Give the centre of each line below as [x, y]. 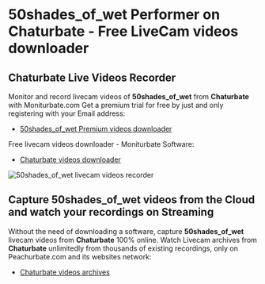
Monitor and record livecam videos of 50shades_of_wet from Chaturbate [129, 96]
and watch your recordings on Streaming [111, 212]
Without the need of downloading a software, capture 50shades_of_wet [126, 231]
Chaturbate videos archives [65, 272]
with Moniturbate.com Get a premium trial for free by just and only [116, 105]
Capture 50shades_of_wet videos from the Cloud [132, 200]
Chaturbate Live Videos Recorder [92, 77]
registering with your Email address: [67, 113]
